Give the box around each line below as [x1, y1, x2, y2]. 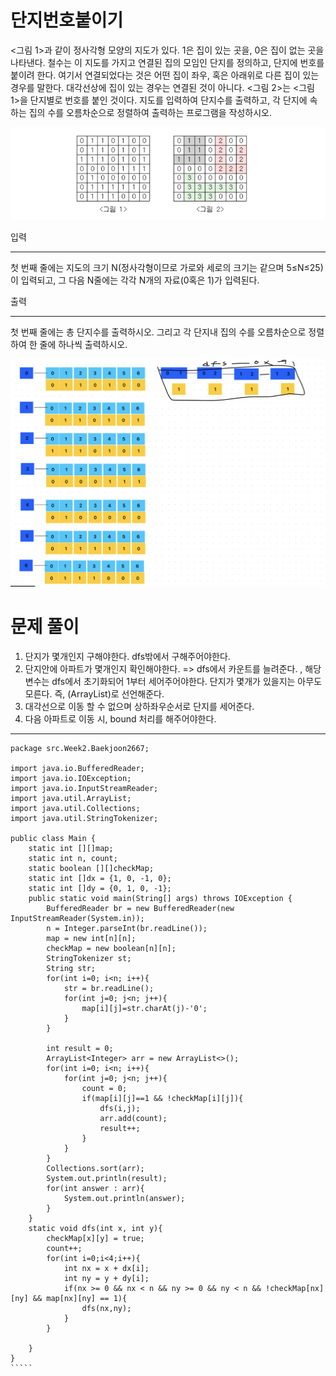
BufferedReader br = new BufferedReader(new [46, 903, 235, 913]
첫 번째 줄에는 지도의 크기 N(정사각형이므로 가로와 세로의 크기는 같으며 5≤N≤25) [10, 261, 324, 273]
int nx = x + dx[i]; [63, 1263, 150, 1273]
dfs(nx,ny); [81, 1303, 132, 1313]
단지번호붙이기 [10, 9, 124, 32]
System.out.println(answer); [63, 1193, 186, 1203]
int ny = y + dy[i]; [63, 1273, 150, 1283]
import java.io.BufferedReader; [10, 763, 145, 773]
